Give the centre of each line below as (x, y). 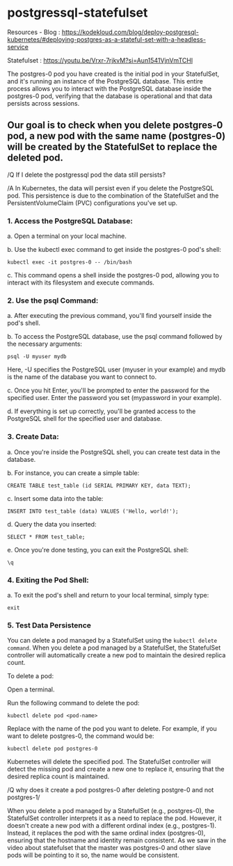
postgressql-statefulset (78, 13)
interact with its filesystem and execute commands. (81, 282)
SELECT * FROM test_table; (46, 537)
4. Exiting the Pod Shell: (48, 580)
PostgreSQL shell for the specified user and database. (85, 419)
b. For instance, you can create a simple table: (73, 473)
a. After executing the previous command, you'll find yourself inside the (110, 316)
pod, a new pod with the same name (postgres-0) (116, 136)
